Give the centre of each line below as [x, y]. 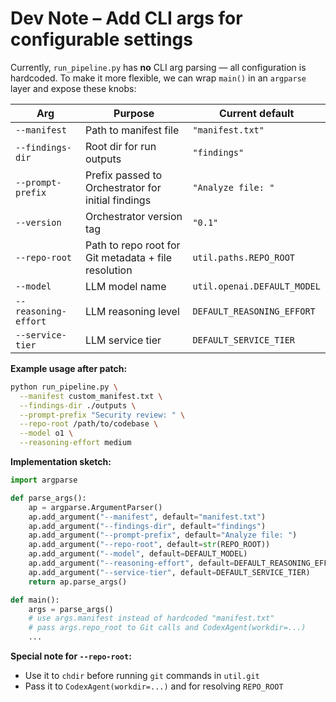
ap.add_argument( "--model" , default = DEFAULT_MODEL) [138, 554]
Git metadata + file [129, 257]
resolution [109, 270]
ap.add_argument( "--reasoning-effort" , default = [131, 563]
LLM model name [126, 286]
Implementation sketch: [61, 462]
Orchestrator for [123, 187]
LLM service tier [123, 340]
